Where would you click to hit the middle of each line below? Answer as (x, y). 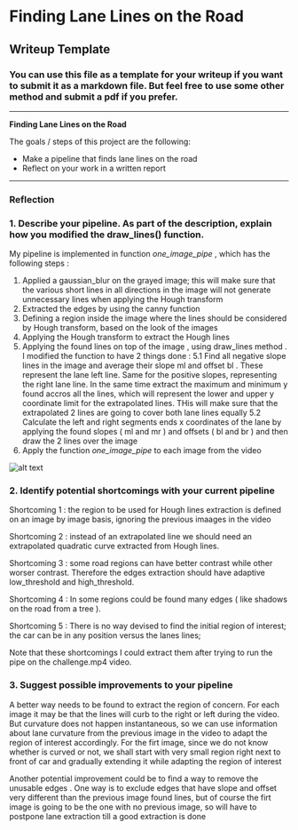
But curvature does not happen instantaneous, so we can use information (143, 723)
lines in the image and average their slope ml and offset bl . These (142, 365)
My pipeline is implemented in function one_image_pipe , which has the (140, 254)
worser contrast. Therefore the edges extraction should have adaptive (137, 573)
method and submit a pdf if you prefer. (94, 97)
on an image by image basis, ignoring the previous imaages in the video (141, 519)
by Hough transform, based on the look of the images (120, 328)
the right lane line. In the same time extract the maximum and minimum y (155, 385)
